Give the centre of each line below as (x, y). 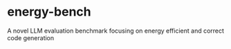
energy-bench (49, 12)
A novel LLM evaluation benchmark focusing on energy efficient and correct (116, 31)
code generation (31, 37)
